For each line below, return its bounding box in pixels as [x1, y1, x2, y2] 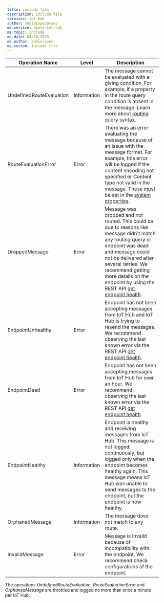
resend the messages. [104, 323, 156, 330]
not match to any [104, 518, 143, 525]
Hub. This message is [104, 437, 154, 444]
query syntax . [104, 116, 136, 123]
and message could [104, 248, 150, 255]
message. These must [104, 185, 155, 192]
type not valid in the [104, 179, 150, 186]
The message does [104, 512, 149, 519]
